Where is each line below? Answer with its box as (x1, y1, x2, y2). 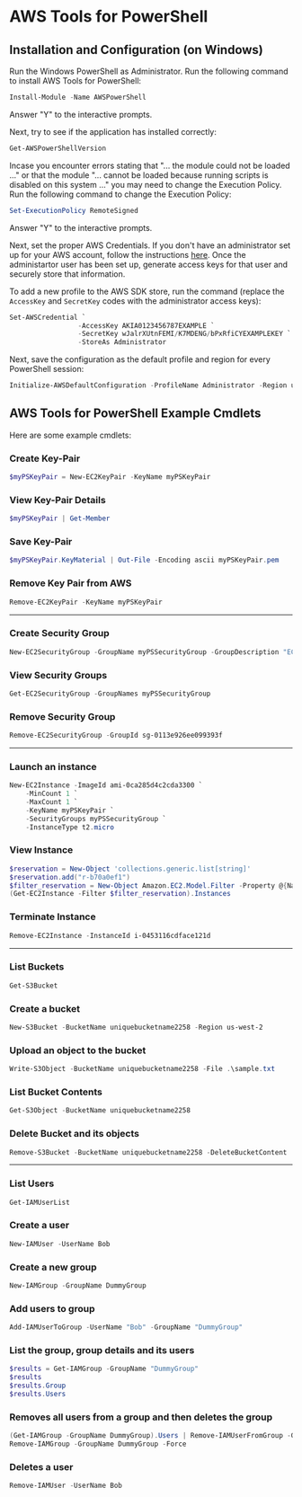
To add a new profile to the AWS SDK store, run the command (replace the (9, 286, 285, 297)
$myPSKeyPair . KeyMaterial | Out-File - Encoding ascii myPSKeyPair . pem (9, 555, 280, 565)
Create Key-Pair (9, 452, 81, 465)
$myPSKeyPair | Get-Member (9, 514, 111, 523)
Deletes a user (9, 1460, 74, 1473)
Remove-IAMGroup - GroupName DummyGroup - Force (9, 1439, 187, 1448)
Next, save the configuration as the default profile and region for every (9, 354, 271, 365)
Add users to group (9, 1302, 95, 1315)
